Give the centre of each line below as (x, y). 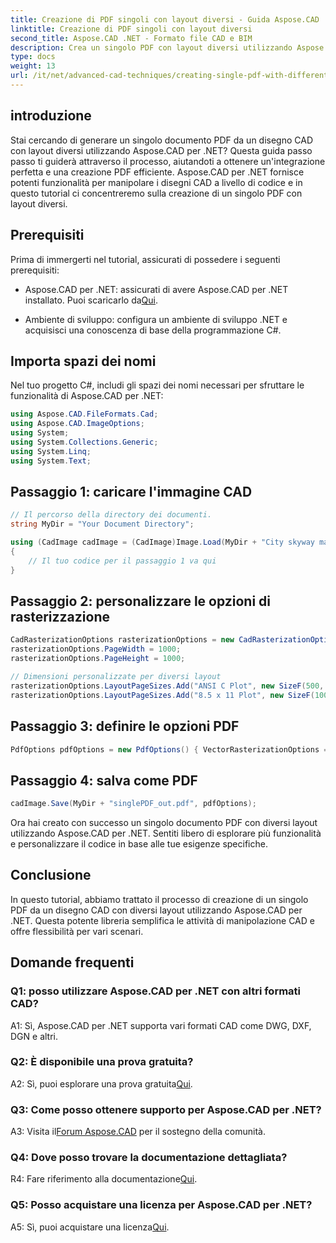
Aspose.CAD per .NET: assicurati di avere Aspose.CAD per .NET (156, 289)
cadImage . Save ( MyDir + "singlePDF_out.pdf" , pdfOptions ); (133, 804)
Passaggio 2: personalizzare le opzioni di (141, 601)
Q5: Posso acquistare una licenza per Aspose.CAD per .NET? (161, 1205)
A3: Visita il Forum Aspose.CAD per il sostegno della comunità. (138, 1132)
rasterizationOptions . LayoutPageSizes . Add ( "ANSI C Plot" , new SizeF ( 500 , (167, 686)
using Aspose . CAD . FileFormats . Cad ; (84, 414)
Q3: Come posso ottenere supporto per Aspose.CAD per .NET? (166, 1109)
